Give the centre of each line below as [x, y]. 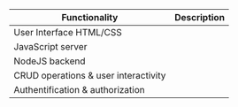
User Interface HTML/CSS [68, 32]
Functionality [90, 17]
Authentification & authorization [79, 90]
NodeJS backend [50, 61]
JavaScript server [50, 46]
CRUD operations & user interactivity [90, 76]
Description [200, 17]
